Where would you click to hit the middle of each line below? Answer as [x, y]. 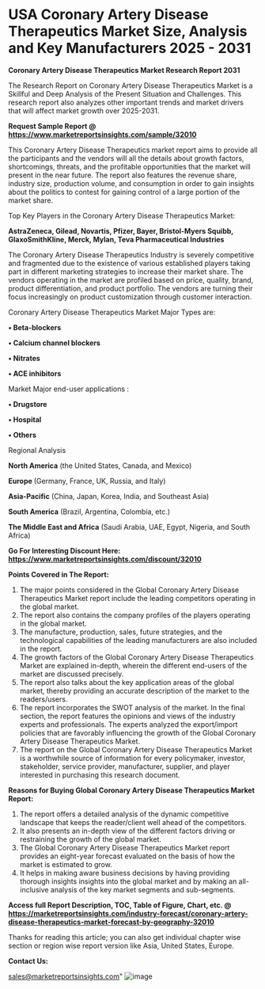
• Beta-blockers [35, 327]
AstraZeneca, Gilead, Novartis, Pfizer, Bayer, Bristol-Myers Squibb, [121, 230]
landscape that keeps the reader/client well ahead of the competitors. [133, 822]
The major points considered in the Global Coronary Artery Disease [129, 590]
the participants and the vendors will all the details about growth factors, [126, 158]
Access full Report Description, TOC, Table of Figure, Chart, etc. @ [120, 905]
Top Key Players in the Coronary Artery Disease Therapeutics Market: [122, 215]
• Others [23, 435]
